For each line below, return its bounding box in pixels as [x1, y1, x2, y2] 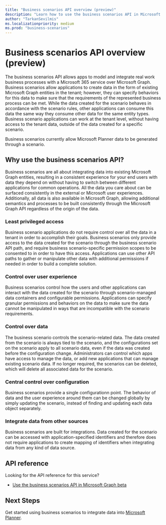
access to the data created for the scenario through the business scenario [5, 240, 157, 246]
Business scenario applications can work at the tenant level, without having [5, 116, 159, 122]
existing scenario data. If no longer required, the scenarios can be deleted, [5, 361, 158, 367]
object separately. [5, 406, 42, 412]
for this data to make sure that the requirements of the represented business [5, 95, 161, 101]
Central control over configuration [5, 378, 89, 385]
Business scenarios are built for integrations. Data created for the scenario [5, 429, 158, 435]
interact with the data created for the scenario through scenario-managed [5, 290, 156, 296]
